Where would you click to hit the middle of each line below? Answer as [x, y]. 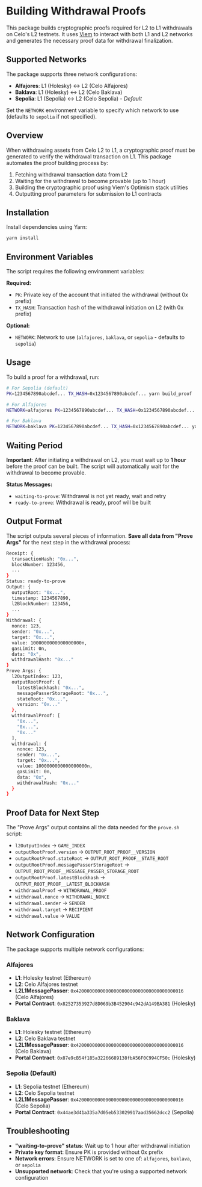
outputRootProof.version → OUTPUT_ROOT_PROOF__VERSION [85, 852]
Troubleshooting [38, 1131]
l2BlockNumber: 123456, [41, 603]
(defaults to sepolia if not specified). [52, 116]
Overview [25, 136]
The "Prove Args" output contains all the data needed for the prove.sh [93, 827]
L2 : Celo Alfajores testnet [46, 984]
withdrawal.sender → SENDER [50, 903]
